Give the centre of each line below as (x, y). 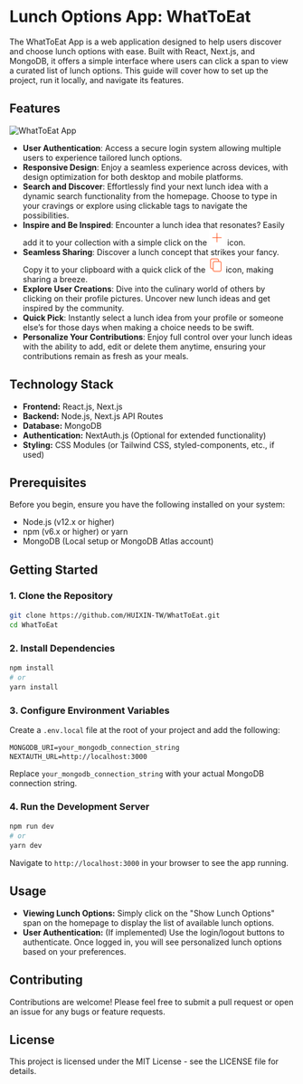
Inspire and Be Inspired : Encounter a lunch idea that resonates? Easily (153, 224)
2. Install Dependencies (62, 648)
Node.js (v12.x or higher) (68, 522)
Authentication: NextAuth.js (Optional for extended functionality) (144, 435)
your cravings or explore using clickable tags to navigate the (135, 205)
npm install (32, 668)
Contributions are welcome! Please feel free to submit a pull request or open (151, 1002)
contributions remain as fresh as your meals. (105, 356)
